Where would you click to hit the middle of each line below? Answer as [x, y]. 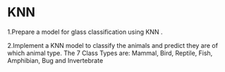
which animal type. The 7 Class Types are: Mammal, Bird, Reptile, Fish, [110, 53]
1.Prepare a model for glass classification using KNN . [85, 32]
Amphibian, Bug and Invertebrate [55, 60]
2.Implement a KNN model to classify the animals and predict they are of [113, 45]
